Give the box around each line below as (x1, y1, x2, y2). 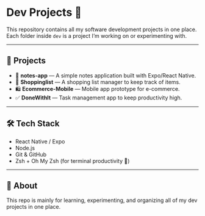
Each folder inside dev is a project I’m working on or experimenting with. (6, 32, 187, 39)
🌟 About (6, 180, 38, 191)
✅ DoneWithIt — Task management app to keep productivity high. (15, 94, 182, 101)
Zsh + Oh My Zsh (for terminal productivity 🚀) (15, 157, 130, 164)
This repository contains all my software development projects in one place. (6, 26, 197, 33)
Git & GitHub (15, 151, 47, 158)
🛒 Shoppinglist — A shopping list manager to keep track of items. (15, 78, 181, 85)
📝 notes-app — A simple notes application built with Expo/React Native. (15, 71, 196, 79)
